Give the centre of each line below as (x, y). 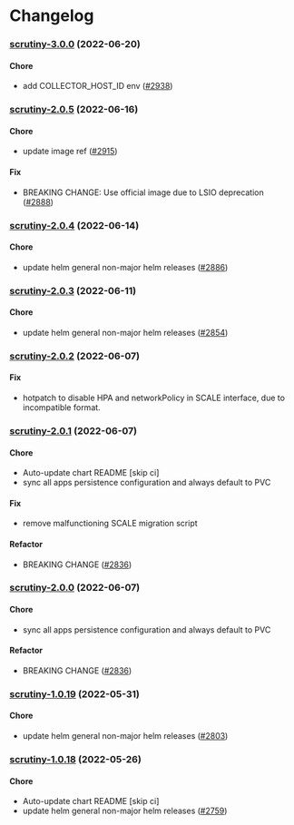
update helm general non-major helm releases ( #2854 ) (125, 332)
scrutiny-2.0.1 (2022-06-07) (73, 430)
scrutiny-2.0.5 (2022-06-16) (74, 110)
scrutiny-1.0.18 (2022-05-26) (76, 759)
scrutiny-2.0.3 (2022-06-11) (73, 290)
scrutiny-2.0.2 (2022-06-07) (75, 356)
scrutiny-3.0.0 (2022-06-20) (75, 44)
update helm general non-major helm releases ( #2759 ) (125, 811)
